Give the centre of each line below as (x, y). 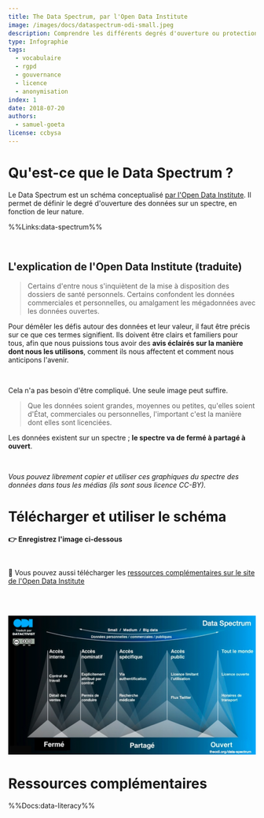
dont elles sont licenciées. (70, 422)
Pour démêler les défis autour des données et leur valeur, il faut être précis (129, 326)
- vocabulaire (38, 58)
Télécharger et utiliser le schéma (117, 517)
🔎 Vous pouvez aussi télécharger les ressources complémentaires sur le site (132, 572)
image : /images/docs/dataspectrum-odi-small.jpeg (91, 25)
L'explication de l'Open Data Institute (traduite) (125, 267)
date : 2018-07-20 (37, 108)
